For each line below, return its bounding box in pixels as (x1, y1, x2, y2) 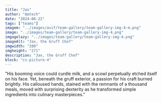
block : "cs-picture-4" (5, 57, 51, 62)
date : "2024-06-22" (5, 16, 45, 21)
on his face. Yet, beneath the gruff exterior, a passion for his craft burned (5, 76, 153, 82)
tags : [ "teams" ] (5, 21, 38, 26)
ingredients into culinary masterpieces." (5, 92, 86, 98)
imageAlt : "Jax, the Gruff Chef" (5, 39, 73, 44)
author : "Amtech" (5, 12, 41, 17)
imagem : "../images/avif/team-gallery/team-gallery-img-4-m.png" (5, 25, 141, 30)
